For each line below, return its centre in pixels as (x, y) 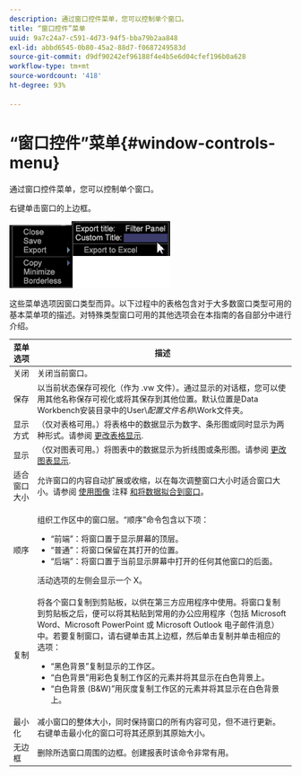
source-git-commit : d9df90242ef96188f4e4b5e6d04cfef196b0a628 (128, 57)
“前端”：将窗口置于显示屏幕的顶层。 (117, 538)
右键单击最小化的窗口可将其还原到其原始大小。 (124, 733)
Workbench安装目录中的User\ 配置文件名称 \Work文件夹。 (142, 410)
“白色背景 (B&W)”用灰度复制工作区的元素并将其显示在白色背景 (165, 688)
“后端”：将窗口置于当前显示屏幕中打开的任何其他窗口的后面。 (164, 560)
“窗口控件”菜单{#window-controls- (142, 143)
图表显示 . (54, 461)
